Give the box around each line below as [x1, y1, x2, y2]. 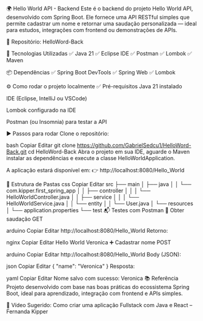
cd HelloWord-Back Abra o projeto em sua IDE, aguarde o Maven [28, 148, 190, 155]
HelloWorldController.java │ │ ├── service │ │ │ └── [6, 193, 139, 201]
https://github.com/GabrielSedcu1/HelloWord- [76, 141, 192, 149]
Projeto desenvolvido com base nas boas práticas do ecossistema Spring [6, 284, 190, 290]
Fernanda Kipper [6, 308, 48, 315]
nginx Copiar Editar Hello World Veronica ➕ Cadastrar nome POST [6, 239, 171, 246]
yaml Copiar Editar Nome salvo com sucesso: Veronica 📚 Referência [6, 274, 179, 282]
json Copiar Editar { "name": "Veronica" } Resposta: [6, 262, 135, 270]
